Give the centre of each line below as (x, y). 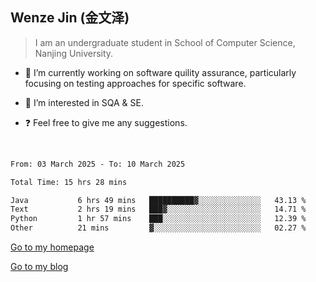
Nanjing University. (74, 53)
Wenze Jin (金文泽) (70, 18)
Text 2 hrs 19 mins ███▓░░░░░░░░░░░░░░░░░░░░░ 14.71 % (158, 209)
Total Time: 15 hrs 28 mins (69, 182)
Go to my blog (39, 267)
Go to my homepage (52, 247)
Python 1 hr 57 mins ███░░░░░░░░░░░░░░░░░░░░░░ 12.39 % (158, 219)
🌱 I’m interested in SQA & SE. (84, 102)
